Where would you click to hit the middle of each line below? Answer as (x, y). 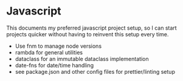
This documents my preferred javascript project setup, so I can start (92, 28)
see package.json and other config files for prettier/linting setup (95, 71)
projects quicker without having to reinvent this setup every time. (88, 34)
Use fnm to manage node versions (58, 46)
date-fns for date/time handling (54, 65)
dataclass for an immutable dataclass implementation (82, 59)
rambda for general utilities (49, 52)
